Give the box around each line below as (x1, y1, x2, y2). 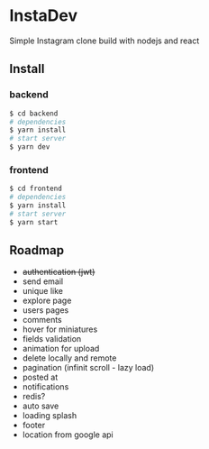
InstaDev (9, 5, 78, 26)
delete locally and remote (22, 353, 117, 363)
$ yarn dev (9, 142, 50, 151)
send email (22, 276, 64, 287)
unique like (22, 286, 63, 297)
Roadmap (9, 243, 65, 258)
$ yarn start (9, 217, 59, 226)
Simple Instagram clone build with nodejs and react (9, 35, 200, 46)
